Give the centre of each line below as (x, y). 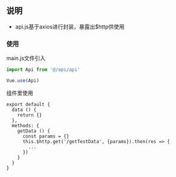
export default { (28, 104)
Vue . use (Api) (23, 81)
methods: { (26, 125)
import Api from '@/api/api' (43, 70)
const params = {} (46, 136)
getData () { (34, 131)
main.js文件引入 (26, 58)
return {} (30, 115)
